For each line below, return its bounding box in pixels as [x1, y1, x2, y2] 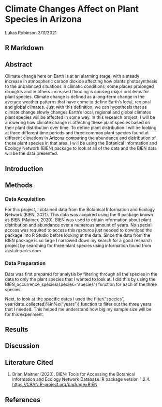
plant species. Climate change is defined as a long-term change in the [5, 94, 145, 100]
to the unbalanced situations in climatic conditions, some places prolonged [5, 83, 154, 89]
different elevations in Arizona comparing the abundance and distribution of [5, 135, 156, 141]
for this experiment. [5, 311, 44, 317]
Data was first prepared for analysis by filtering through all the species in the [5, 271, 158, 277]
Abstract [5, 60, 32, 68]
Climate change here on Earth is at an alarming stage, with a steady [5, 73, 140, 79]
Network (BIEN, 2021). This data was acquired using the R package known [5, 212, 153, 218]
